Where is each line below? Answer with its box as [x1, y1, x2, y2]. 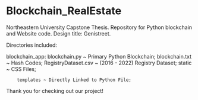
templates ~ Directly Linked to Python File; [17, 77, 132, 83]
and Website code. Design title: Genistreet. [6, 30, 111, 37]
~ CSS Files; [6, 65, 37, 72]
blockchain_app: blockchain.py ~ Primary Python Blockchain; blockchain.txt [6, 53, 192, 60]
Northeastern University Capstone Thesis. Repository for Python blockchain [6, 24, 192, 31]
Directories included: [6, 41, 58, 49]
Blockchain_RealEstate [6, 4, 122, 18]
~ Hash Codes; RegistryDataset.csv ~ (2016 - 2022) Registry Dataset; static [6, 59, 192, 66]
